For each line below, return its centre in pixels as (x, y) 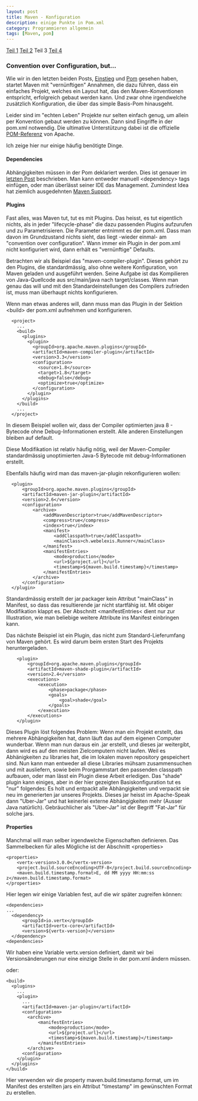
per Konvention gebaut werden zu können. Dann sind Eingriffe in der (90, 121)
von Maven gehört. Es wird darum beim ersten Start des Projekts (85, 641)
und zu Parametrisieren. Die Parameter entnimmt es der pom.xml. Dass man (98, 230)
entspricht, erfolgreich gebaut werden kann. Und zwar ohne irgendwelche (96, 98)
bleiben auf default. (30, 437)
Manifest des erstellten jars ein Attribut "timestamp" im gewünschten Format (99, 1086)
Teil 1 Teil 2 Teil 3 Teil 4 (34, 50)
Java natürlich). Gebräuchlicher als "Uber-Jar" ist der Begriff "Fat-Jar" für (96, 807)
